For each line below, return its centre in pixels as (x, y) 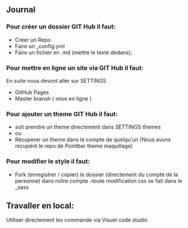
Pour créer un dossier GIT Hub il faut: (61, 27)
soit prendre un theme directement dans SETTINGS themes (88, 127)
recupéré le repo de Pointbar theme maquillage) (74, 146)
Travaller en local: (40, 206)
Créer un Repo (33, 40)
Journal (21, 10)
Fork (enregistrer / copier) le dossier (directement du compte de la (96, 174)
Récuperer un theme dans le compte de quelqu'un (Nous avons (93, 140)
